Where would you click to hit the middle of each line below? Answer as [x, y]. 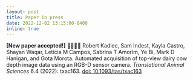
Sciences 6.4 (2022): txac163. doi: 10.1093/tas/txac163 [74, 71]
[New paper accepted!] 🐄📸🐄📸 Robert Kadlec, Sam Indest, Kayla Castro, [96, 46]
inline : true [23, 29]
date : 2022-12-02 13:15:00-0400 [47, 23]
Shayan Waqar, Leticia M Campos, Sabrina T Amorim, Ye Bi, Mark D [90, 52]
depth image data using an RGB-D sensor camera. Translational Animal [95, 65]
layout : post [23, 12]
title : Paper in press [35, 17]
